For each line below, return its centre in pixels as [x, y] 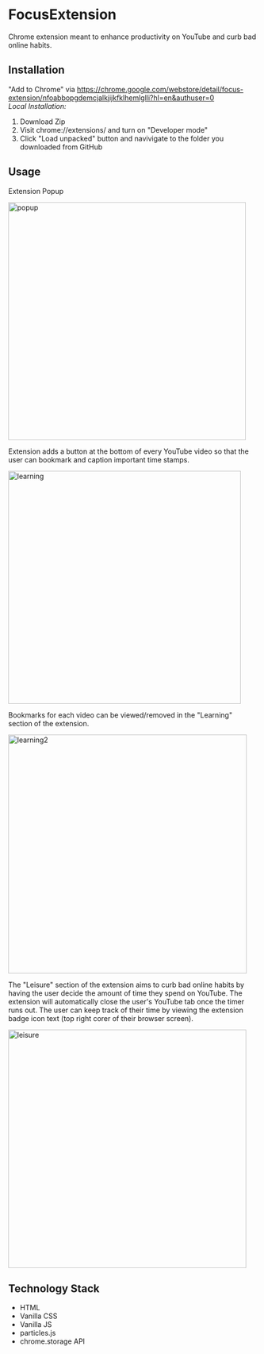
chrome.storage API [52, 1341]
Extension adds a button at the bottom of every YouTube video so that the [129, 451]
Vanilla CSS [38, 1316]
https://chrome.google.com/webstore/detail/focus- [160, 89]
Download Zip [42, 122]
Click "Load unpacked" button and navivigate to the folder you [122, 138]
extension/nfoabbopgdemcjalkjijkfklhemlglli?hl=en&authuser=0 [111, 98]
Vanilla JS [36, 1325]
